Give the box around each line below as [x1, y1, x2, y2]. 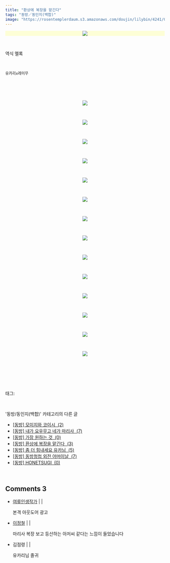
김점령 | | [12, 542, 31, 548]
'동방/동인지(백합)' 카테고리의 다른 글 [5, 411, 78, 417]
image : [5, 17, 19, 22]
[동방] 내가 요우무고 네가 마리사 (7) [12, 428, 82, 434]
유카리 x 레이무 [5, 71, 29, 76]
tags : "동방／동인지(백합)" [5, 12, 57, 17]
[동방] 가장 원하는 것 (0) [12, 435, 61, 441]
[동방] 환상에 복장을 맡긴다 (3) [12, 441, 73, 447]
